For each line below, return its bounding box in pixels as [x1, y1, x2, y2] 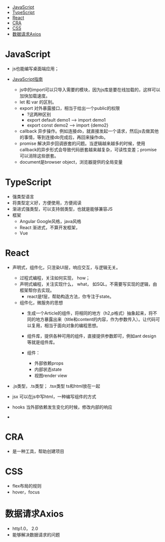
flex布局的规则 [12, 483, 42, 489]
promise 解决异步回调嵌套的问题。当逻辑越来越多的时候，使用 [19, 140, 145, 146]
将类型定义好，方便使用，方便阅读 [12, 200, 82, 206]
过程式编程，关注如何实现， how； [19, 274, 90, 281]
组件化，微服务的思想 [19, 299, 63, 306]
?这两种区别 [27, 111, 51, 117]
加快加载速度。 [19, 92, 50, 98]
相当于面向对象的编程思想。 [44, 322, 101, 328]
